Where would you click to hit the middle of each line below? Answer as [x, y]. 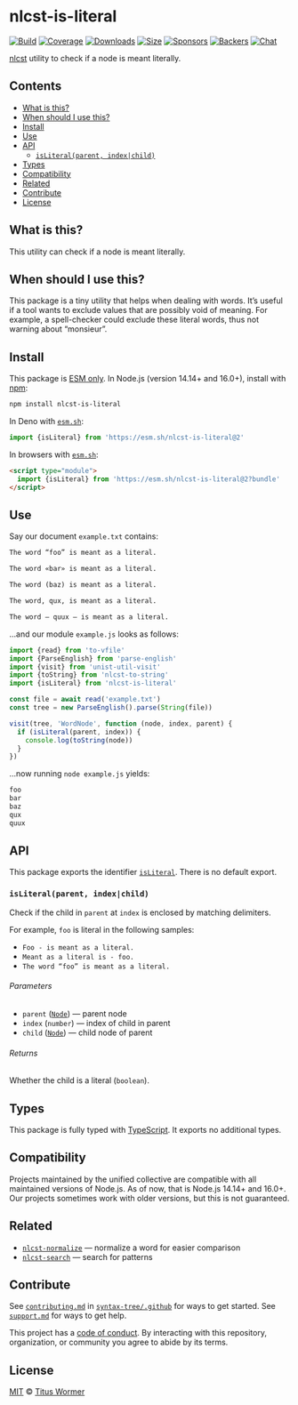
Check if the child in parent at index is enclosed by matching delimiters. [140, 912]
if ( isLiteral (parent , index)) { [79, 732]
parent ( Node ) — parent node [74, 1013]
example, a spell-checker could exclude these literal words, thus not [134, 320]
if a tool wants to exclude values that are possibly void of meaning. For [139, 310]
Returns [24, 1053]
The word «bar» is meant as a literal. [83, 569]
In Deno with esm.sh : [47, 421]
